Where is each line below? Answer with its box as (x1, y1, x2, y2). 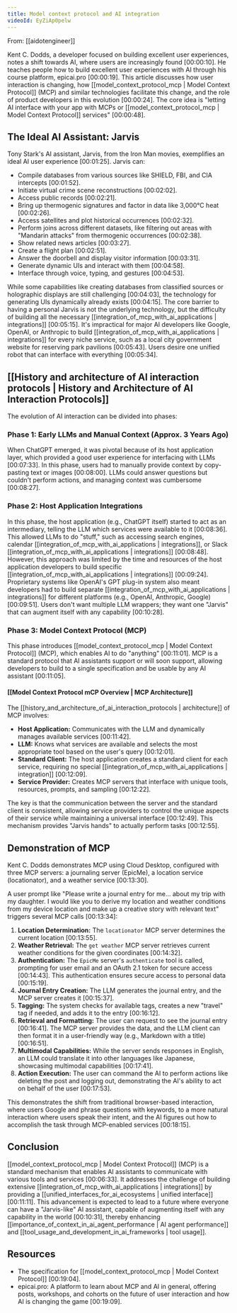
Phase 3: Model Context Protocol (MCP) (7, 625, 147, 635)
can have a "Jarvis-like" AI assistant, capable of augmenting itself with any (7, 1205, 225, 1213)
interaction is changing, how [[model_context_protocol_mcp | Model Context (7, 80, 231, 89)
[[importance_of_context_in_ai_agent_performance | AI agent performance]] (7, 1220, 229, 1229)
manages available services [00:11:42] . (17, 732, 131, 741)
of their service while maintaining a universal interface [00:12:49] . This (7, 814, 214, 822)
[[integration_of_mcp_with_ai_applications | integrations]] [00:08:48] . (7, 547, 209, 556)
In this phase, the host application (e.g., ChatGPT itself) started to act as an (7, 517, 226, 525)
